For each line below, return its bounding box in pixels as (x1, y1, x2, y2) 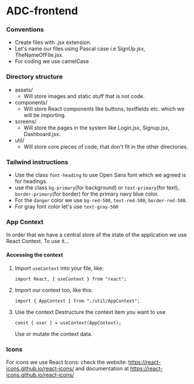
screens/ (14, 118, 37, 125)
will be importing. (23, 111, 66, 118)
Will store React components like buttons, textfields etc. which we (23, 105, 185, 112)
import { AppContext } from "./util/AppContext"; (14, 298, 141, 304)
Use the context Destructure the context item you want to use (14, 308, 166, 316)
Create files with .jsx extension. (14, 39, 92, 46)
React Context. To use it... (6, 238, 69, 245)
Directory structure (6, 73, 63, 81)
